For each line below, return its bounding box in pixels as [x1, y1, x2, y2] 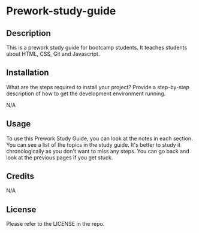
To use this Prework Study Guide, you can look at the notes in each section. [6, 135, 193, 142]
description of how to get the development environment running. [6, 90, 166, 97]
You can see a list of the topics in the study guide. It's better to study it [6, 141, 181, 148]
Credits [6, 171, 35, 181]
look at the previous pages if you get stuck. [6, 154, 113, 161]
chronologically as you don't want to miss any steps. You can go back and [6, 147, 190, 155]
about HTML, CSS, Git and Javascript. [6, 50, 100, 58]
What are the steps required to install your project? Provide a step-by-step [6, 83, 190, 90]
